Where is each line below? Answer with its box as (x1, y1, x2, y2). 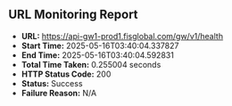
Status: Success (21, 77, 83, 88)
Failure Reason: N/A (21, 87, 97, 98)
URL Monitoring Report (8, 7, 139, 22)
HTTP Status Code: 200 (21, 69, 112, 79)
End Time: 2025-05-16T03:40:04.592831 (21, 49, 175, 61)
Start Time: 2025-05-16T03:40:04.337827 (21, 40, 179, 51)
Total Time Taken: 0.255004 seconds (21, 59, 162, 69)
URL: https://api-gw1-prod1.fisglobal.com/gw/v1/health (21, 30, 224, 41)
